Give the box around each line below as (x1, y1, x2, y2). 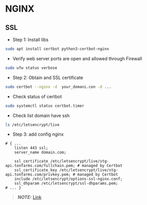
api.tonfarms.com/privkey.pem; (5, 172, 71, 177)
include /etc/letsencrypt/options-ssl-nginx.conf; (14, 177, 123, 182)
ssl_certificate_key (14, 168, 57, 173)
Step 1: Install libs (12, 36, 49, 43)
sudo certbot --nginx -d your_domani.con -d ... (5, 84, 112, 89)
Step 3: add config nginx (12, 131, 64, 137)
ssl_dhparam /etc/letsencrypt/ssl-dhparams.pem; (14, 181, 118, 186)
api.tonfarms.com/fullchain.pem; (5, 163, 76, 169)
